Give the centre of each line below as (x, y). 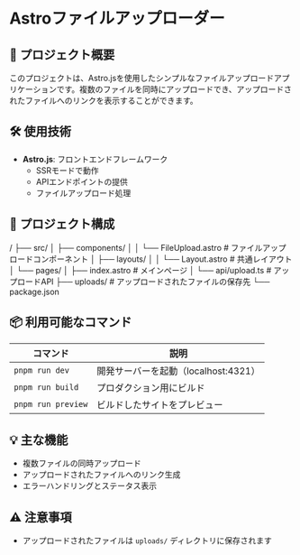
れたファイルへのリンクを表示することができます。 (104, 101)
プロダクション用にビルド (150, 388)
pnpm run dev (42, 370)
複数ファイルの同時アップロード (82, 463)
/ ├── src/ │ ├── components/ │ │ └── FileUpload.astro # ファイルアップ (148, 247)
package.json (35, 291)
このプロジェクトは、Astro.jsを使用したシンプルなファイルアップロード (142, 78)
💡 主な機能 (39, 440)
